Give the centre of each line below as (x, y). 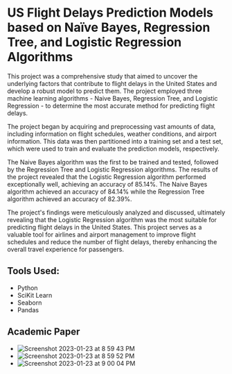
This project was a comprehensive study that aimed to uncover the (102, 76)
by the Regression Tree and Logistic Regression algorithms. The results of (113, 169)
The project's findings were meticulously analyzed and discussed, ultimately (116, 212)
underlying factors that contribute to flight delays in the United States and (112, 83)
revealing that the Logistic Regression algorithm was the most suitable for (112, 219)
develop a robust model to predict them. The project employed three (105, 91)
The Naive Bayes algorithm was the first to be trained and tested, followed (113, 162)
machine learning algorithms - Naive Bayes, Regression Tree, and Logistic (113, 98)
